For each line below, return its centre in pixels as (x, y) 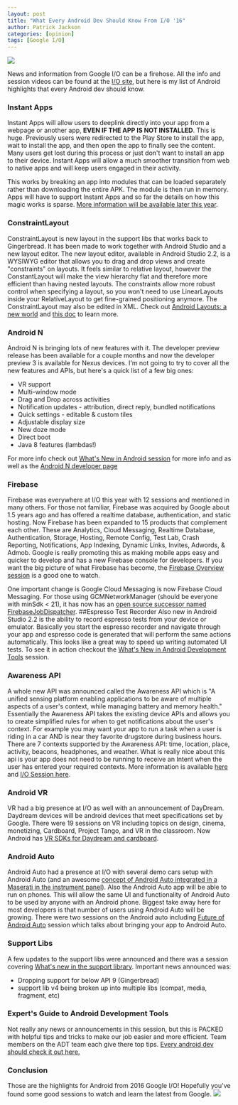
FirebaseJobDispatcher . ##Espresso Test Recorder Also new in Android (112, 612)
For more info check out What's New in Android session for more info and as (119, 458)
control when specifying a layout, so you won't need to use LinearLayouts (115, 291)
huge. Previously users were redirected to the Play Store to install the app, (116, 138)
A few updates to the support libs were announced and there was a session (118, 959)
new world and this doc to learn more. (63, 314)
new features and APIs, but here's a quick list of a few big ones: (101, 371)
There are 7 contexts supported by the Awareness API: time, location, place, (119, 744)
